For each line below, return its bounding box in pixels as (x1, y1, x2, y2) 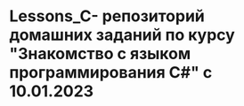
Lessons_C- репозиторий (9, 6, 205, 26)
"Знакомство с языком (9, 44, 191, 64)
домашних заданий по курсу (9, 25, 236, 45)
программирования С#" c (9, 63, 213, 83)
